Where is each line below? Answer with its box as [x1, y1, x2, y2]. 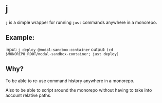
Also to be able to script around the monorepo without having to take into [5, 87, 152, 93]
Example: [5, 34, 35, 42]
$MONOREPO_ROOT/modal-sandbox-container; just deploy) [5, 51, 119, 56]
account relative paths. [5, 92, 52, 98]
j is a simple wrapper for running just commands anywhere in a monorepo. [5, 19, 157, 25]
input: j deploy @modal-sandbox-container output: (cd [5, 46, 113, 52]
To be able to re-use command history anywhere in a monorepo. [5, 78, 135, 84]
